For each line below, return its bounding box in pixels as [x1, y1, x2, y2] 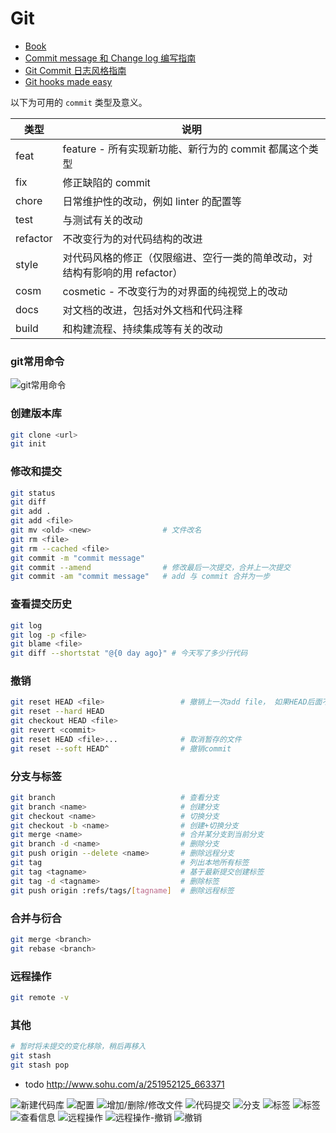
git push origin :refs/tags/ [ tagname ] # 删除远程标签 [10, 885, 235, 896]
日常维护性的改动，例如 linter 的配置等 [62, 194, 242, 208]
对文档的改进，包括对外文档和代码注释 [62, 303, 243, 317]
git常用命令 [10, 354, 65, 368]
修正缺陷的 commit [62, 175, 151, 189]
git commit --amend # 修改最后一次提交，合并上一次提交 [10, 562, 292, 572]
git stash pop [10, 1060, 70, 1070]
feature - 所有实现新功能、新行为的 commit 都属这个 [62, 142, 309, 156]
